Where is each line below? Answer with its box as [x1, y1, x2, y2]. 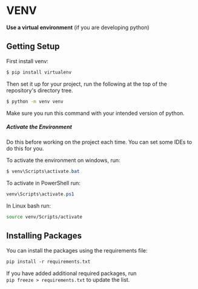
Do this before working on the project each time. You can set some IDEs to [6, 138, 193, 146]
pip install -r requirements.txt [6, 259, 91, 265]
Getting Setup [6, 41, 60, 52]
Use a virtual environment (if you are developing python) [6, 24, 150, 31]
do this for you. [6, 145, 44, 152]
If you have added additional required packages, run [6, 270, 137, 277]
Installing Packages [6, 231, 82, 241]
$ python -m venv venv [6, 98, 64, 104]
